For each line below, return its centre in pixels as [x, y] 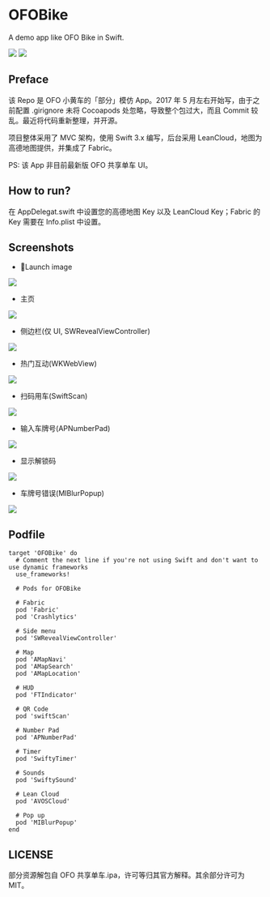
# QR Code [32, 709]
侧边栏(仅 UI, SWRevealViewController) [85, 331]
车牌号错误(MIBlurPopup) [62, 493]
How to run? [40, 191]
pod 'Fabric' [38, 610]
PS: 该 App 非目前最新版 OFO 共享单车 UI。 [80, 164]
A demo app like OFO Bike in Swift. [66, 37]
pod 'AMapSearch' [45, 667]
